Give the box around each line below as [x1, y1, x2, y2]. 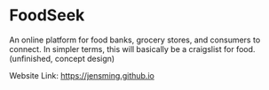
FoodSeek [9, 5, 85, 26]
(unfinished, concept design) [9, 53, 115, 64]
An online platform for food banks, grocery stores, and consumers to [9, 34, 261, 45]
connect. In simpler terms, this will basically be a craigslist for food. [9, 43, 256, 54]
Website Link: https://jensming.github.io [9, 70, 155, 80]
